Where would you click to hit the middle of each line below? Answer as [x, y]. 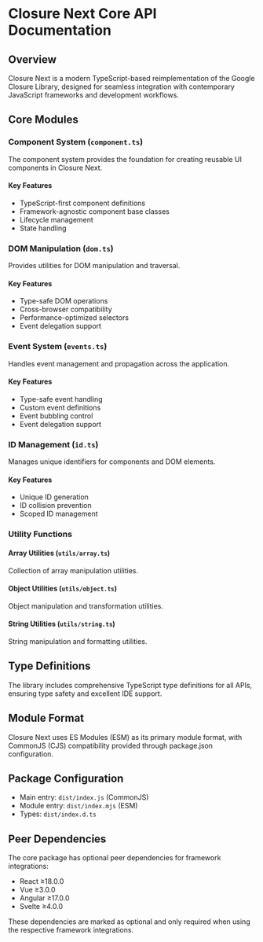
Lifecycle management [57, 219]
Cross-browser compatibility [66, 309]
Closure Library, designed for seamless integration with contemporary [122, 86]
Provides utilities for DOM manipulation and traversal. [94, 266]
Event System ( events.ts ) [58, 347]
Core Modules [43, 120]
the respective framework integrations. [71, 930]
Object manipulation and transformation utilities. [86, 605]
